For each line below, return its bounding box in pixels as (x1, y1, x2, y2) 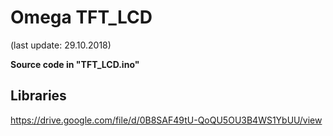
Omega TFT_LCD (10, 6, 153, 29)
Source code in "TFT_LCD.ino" (10, 58, 140, 70)
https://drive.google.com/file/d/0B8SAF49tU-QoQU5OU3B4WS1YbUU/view (10, 114, 323, 126)
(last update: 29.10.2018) (10, 39, 112, 51)
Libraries (10, 87, 67, 105)
